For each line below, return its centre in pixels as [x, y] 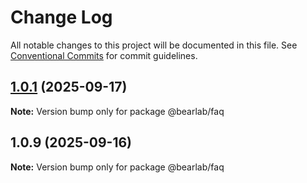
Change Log [61, 17]
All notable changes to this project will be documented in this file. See [154, 45]
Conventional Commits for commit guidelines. [104, 55]
